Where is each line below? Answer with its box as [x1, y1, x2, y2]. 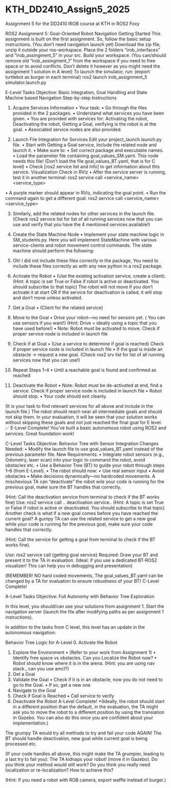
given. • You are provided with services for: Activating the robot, [12, 115, 149, 121]
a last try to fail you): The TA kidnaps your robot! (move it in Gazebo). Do [5, 756, 158, 762]
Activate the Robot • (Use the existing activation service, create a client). [12, 273, 166, 279]
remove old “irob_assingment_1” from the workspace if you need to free [5, 57, 156, 63]
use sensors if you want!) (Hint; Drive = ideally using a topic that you [12, 320, 157, 326]
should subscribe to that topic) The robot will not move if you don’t [12, 283, 153, 290]
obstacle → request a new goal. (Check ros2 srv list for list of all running [12, 352, 165, 358]
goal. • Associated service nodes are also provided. [12, 126, 122, 133]
